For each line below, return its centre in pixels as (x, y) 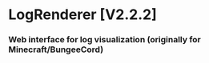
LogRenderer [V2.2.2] (83, 15)
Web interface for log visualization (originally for (105, 40)
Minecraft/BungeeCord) (56, 49)
